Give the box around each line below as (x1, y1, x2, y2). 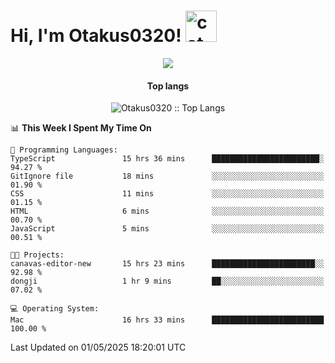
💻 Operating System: (10, 304, 100, 314)
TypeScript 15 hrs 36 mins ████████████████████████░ (10, 154, 325, 164)
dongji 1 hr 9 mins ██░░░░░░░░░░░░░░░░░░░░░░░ (10, 276, 325, 287)
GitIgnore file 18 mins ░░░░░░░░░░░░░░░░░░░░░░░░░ (10, 171, 325, 182)
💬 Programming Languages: (10, 145, 118, 155)
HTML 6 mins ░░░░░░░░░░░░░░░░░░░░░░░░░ (10, 206, 325, 217)
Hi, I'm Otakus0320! (10, 25, 182, 47)
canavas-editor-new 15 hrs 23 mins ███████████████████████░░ (10, 259, 325, 269)
